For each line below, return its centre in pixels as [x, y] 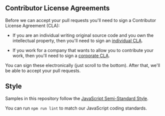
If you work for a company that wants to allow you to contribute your [83, 50]
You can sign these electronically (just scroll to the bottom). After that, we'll [83, 65]
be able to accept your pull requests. [43, 70]
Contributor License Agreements [57, 8]
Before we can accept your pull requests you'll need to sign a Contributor [81, 20]
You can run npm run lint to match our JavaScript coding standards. [76, 108]
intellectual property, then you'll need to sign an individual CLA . [78, 40]
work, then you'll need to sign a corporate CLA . [61, 55]
